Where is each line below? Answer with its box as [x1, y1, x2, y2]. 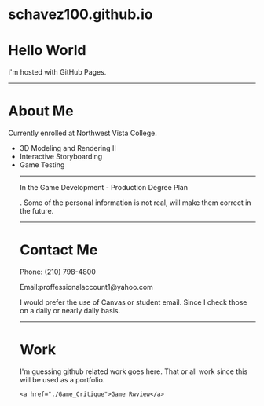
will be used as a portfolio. [19, 375, 105, 384]
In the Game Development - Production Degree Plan [19, 183, 189, 192]
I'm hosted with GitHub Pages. [8, 68, 107, 77]
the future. [19, 207, 54, 216]
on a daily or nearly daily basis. [19, 306, 120, 315]
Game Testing [19, 160, 65, 170]
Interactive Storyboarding [19, 152, 103, 162]
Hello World [8, 42, 86, 60]
